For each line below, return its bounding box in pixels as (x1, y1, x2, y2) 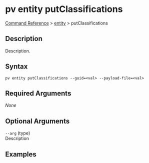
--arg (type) (5, 130, 30, 136)
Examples (5, 150, 36, 158)
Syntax (5, 62, 28, 71)
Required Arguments (5, 89, 71, 97)
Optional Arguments (5, 116, 70, 125)
